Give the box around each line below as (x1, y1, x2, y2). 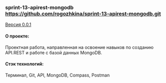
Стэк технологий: (5, 61, 44, 67)
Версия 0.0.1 (5, 21, 31, 27)
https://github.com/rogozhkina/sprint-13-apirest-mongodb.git (5, 10, 161, 17)
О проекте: (5, 33, 29, 39)
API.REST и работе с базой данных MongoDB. (5, 49, 102, 55)
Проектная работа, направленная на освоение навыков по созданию (5, 44, 154, 50)
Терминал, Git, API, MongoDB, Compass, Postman (5, 72, 110, 78)
